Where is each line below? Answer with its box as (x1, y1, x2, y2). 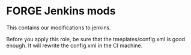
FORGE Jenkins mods (6, 4, 116, 18)
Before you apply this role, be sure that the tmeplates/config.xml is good (6, 35, 185, 42)
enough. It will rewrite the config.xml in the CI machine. (6, 42, 143, 49)
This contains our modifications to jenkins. (6, 24, 111, 31)
